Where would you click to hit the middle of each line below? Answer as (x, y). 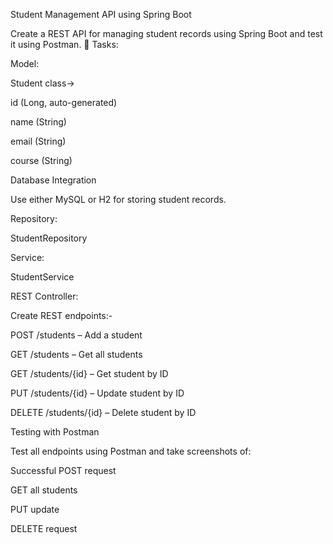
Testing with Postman (55, 432)
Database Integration (53, 180)
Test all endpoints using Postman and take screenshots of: (131, 451)
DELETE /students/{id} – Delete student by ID (103, 412)
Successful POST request (63, 470)
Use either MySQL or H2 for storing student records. (118, 199)
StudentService (42, 277)
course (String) (41, 160)
